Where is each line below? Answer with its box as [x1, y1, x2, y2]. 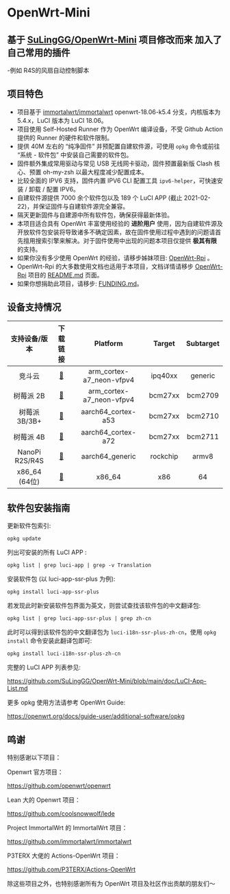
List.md [7, 685, 29, 693]
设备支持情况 [7, 301, 62, 313]
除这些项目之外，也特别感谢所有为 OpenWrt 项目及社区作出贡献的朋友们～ [7, 880, 216, 888]
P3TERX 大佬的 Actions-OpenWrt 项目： [7, 851, 120, 860]
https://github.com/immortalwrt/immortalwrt [7, 838, 132, 846]
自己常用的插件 [7, 47, 71, 58]
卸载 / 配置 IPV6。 [28, 185, 80, 193]
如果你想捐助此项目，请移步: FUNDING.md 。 [16, 279, 143, 288]
